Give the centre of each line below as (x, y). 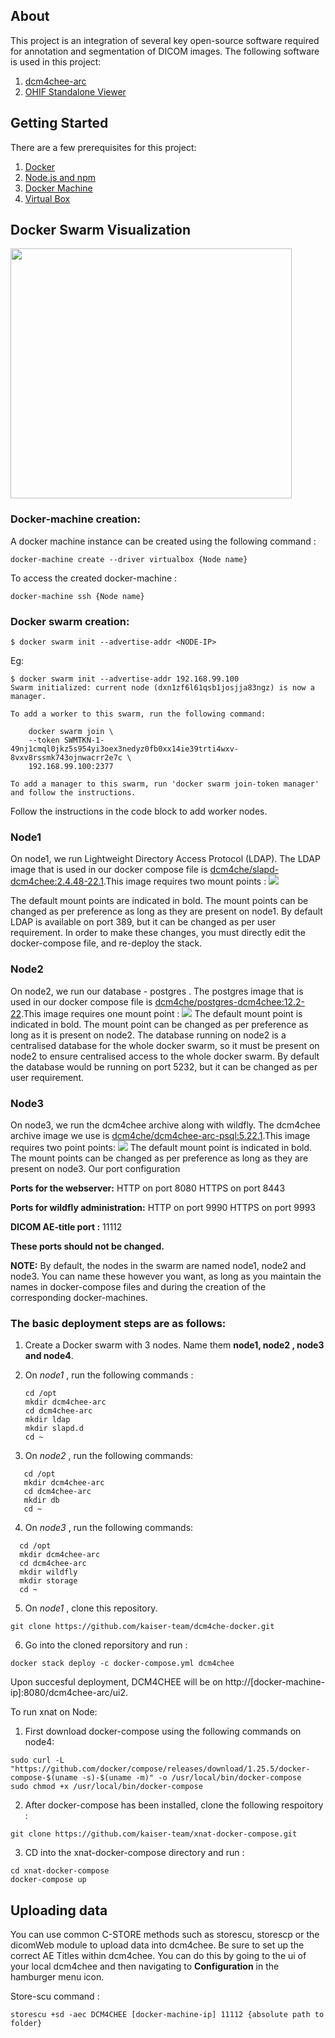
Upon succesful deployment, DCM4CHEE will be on (116, 1682)
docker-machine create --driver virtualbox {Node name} (129, 559)
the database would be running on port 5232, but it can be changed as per (164, 1066)
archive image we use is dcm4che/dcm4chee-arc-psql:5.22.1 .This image (160, 1135)
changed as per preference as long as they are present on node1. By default (166, 911)
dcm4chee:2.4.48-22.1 (57, 881)
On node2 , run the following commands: (108, 1456)
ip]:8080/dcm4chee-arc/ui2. (69, 1693)
